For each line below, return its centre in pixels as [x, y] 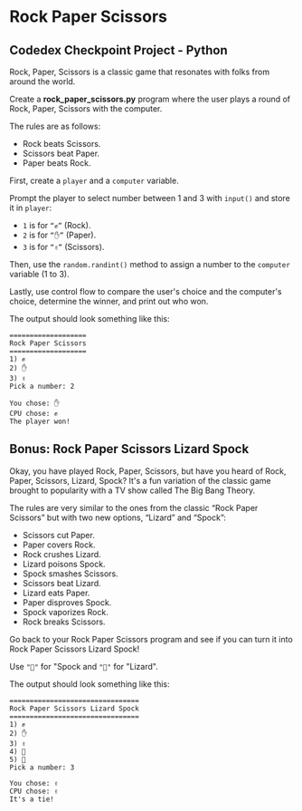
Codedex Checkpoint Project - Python [118, 50]
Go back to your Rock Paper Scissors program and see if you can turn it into [151, 639]
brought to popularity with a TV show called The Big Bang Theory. [132, 490]
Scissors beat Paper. [61, 153]
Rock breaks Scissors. [64, 622]
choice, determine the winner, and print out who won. [109, 301]
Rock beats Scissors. [61, 144]
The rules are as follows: [55, 126]
